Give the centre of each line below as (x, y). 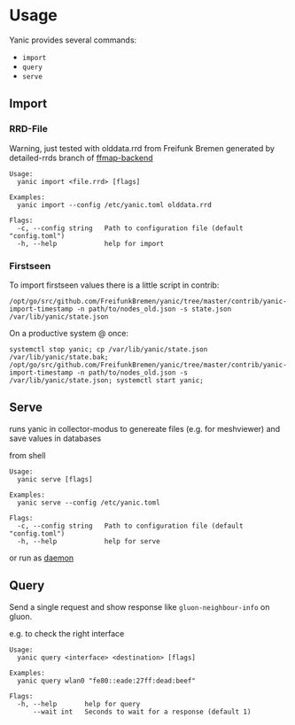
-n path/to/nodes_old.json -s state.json (154, 309)
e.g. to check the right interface (67, 633)
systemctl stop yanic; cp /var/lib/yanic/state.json (109, 349)
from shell (27, 455)
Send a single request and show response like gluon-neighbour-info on (140, 606)
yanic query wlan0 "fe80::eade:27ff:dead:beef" (107, 681)
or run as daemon (42, 558)
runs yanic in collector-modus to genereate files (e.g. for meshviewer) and (145, 428)
